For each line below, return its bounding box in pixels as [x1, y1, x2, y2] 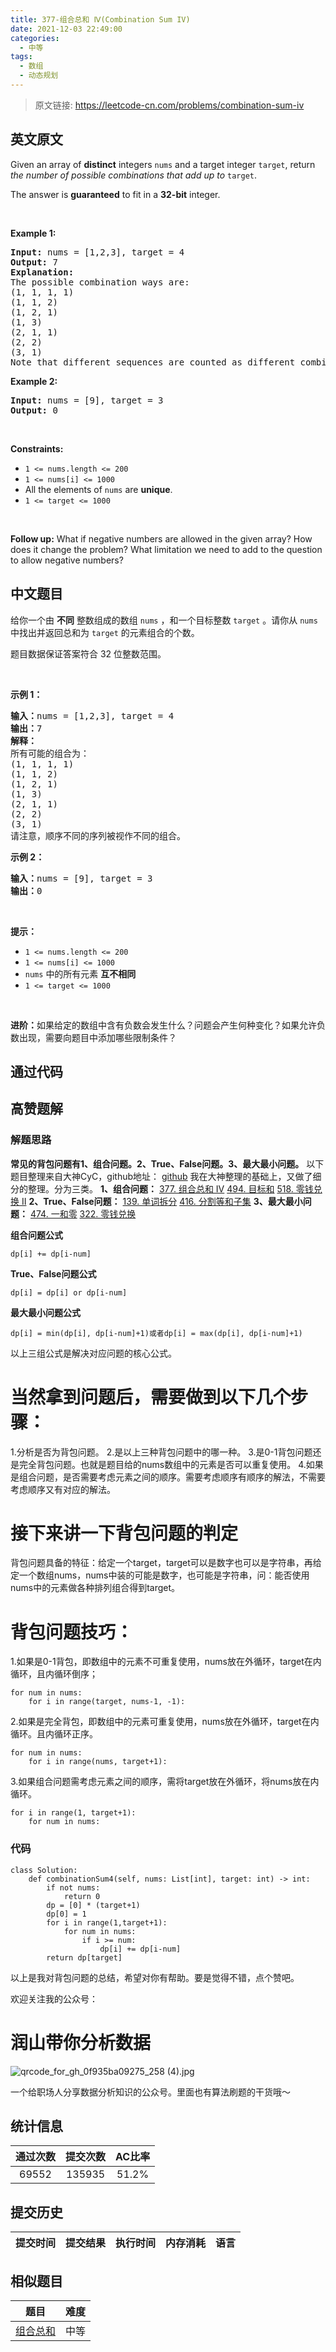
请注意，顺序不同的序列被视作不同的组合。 [10, 830, 186, 841]
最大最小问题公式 [10, 1306, 81, 1318]
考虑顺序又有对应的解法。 [10, 1483, 116, 1495]
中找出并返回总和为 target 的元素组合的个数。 [10, 626, 200, 638]
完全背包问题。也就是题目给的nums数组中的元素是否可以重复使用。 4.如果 [18, 1458, 324, 1470]
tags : [10, 52, 33, 62]
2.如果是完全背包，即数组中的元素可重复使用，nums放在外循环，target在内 [10, 1716, 320, 1728]
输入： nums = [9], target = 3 [10, 872, 153, 884]
